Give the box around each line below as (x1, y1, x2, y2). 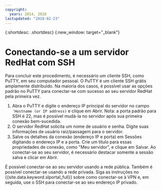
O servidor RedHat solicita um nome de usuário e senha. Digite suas (12, 123, 149, 129)
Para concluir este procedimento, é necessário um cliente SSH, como (5, 73, 144, 79)
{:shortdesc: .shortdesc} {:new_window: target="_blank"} (5, 30, 120, 35)
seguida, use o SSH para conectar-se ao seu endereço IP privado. (5, 179, 138, 185)
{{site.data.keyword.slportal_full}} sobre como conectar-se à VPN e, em (5, 174, 149, 180)
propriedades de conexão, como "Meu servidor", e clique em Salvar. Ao (12, 144, 156, 150)
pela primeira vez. (5, 93, 41, 100)
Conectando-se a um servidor (5, 47, 129, 57)
